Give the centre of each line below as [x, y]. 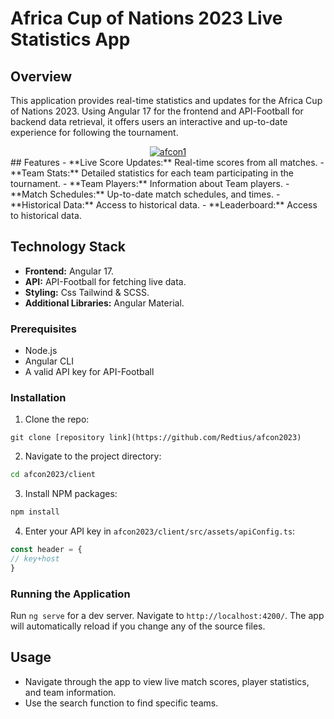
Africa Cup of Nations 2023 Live [146, 18]
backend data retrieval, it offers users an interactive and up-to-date [149, 121]
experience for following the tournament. [94, 132]
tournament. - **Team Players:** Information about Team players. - [150, 183]
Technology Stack [68, 247]
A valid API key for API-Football [89, 372]
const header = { [46, 550]
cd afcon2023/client [53, 475]
